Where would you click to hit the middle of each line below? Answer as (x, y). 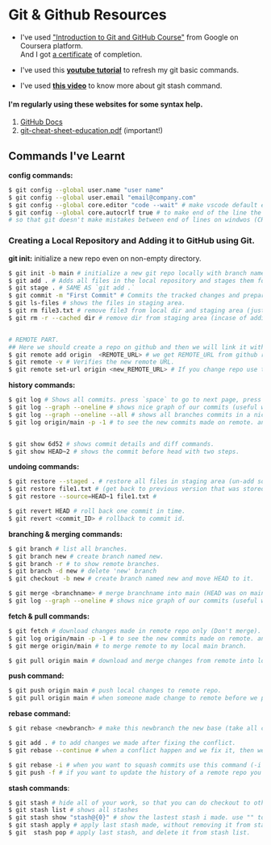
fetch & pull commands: (49, 616)
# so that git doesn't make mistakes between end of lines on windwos (129, 220)
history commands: (42, 385)
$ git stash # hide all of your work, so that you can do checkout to (129, 803)
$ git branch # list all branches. (68, 549)
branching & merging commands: (66, 534)
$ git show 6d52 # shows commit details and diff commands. (112, 444)
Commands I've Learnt (67, 156)
